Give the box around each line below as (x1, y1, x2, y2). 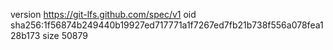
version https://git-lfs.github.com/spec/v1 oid (10, 9, 197, 20)
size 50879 (42, 30, 88, 41)
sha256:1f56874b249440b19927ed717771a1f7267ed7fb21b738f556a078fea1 (10, 19, 324, 31)
